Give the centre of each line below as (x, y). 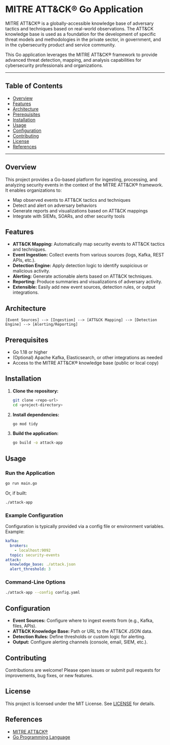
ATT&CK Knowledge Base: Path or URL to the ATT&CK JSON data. (82, 631)
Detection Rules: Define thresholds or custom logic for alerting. (79, 637)
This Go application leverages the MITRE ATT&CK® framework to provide (81, 55)
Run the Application (30, 473)
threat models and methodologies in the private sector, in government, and (83, 39)
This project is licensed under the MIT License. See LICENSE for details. (80, 704)
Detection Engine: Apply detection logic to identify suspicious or (80, 266)
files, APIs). (25, 626)
